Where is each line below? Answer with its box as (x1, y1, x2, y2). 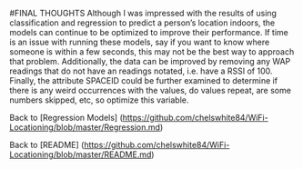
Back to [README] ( (9, 140, 85, 150)
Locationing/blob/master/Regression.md (9, 122, 161, 133)
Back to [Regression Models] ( (9, 113, 123, 123)
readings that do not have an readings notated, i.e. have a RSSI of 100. (9, 65, 273, 76)
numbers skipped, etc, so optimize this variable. (9, 94, 189, 105)
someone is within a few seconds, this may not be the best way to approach (9, 46, 295, 57)
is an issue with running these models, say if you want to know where (9, 36, 270, 47)
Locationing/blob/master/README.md (9, 149, 152, 160)
